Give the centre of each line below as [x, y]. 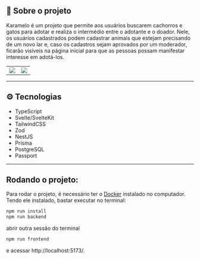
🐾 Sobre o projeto [39, 11]
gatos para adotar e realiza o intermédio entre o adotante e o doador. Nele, [98, 32]
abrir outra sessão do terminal [43, 228]
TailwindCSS [30, 124]
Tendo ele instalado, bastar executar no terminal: [66, 201]
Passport [26, 155]
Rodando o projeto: [42, 180]
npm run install [26, 211]
